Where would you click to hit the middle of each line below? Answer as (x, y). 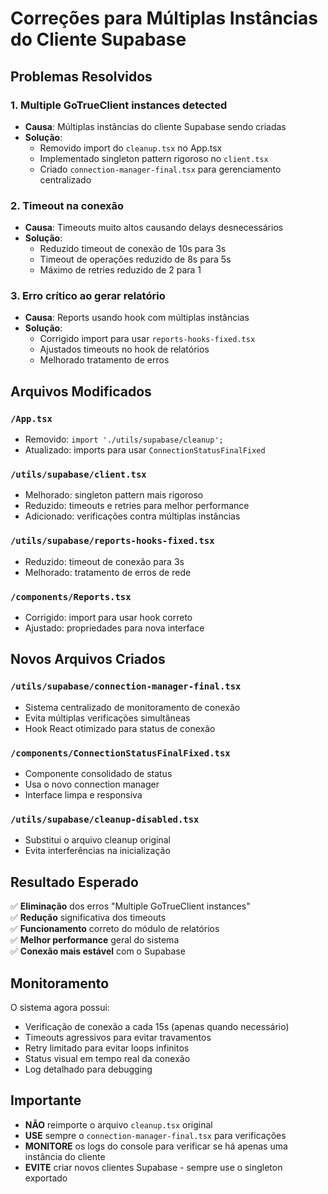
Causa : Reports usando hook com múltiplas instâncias (137, 318)
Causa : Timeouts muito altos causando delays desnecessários (154, 228)
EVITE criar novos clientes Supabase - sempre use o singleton (153, 1167)
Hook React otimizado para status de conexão (120, 728)
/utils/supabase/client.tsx (78, 475)
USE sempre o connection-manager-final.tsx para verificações (155, 1135)
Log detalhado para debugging (88, 1069)
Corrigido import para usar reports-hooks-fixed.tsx (147, 339)
